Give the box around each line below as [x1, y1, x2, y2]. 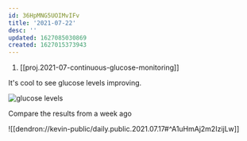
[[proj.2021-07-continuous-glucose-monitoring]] [19, 63, 179, 72]
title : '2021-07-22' [8, 19, 77, 27]
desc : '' [8, 26, 37, 34]
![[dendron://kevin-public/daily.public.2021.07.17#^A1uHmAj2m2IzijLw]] [8, 124, 240, 134]
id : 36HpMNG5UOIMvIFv [8, 11, 80, 20]
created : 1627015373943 [8, 41, 87, 49]
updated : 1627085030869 [8, 33, 87, 42]
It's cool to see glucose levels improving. [8, 78, 142, 88]
